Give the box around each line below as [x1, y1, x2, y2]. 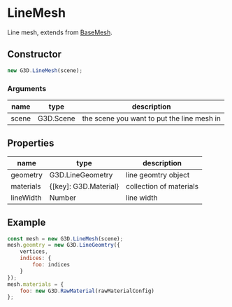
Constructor [7, 48, 61, 60]
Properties [7, 137, 55, 149]
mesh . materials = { [7, 280, 64, 288]
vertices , [20, 248, 49, 255]
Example [7, 217, 46, 228]
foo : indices [32, 261, 71, 268]
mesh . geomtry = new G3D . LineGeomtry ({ [7, 242, 120, 249]
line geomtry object [125, 170, 190, 179]
